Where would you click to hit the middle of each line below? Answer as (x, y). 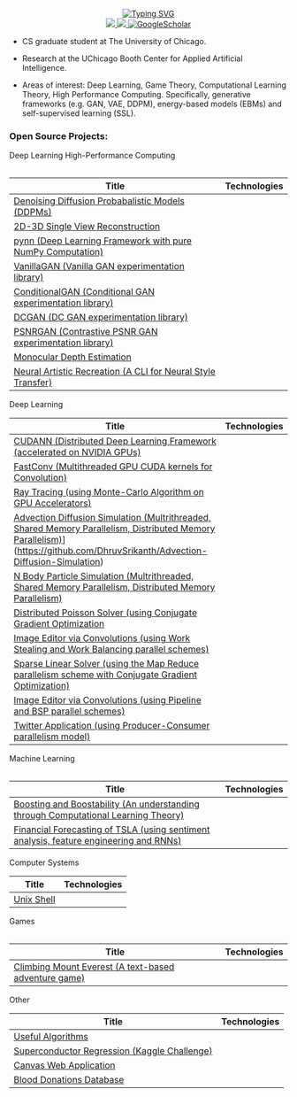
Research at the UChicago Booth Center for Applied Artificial (132, 58)
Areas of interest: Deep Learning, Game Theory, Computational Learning (154, 85)
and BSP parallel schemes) (69, 711)
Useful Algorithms (51, 1037)
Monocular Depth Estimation (72, 357)
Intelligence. (44, 68)
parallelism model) (52, 737)
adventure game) (49, 978)
